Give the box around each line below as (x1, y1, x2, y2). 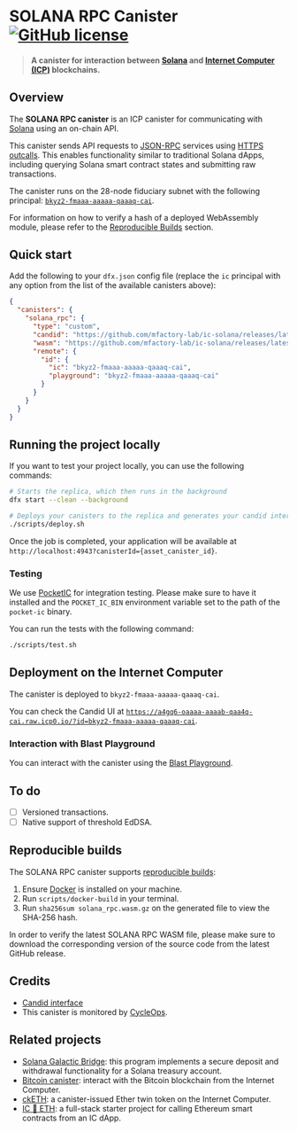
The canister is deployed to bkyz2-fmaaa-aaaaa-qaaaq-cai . (9, 689, 220, 699)
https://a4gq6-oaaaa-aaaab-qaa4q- (126, 707, 254, 716)
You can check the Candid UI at (9, 706, 125, 716)
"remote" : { (32, 347, 77, 355)
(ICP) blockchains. (30, 64, 101, 74)
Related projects (9, 1033, 102, 1048)
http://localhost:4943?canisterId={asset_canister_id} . (9, 545, 218, 556)
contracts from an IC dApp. (21, 1112, 122, 1123)
